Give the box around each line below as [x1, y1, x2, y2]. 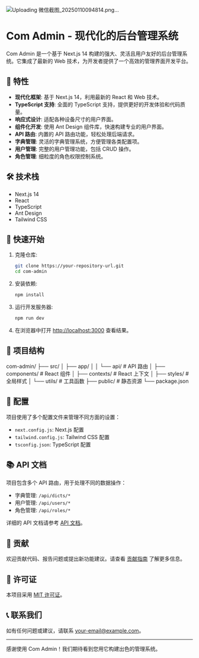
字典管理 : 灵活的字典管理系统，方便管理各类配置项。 [14, 138, 143, 145]
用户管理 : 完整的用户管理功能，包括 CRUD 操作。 [14, 145, 134, 152]
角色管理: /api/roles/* [14, 507, 71, 514]
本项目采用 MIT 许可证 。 [6, 591, 66, 598]
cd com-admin [14, 269, 47, 275]
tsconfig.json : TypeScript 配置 [14, 441, 91, 448]
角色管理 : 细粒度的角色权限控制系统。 [14, 152, 107, 160]
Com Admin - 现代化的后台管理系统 [6, 30, 179, 43]
